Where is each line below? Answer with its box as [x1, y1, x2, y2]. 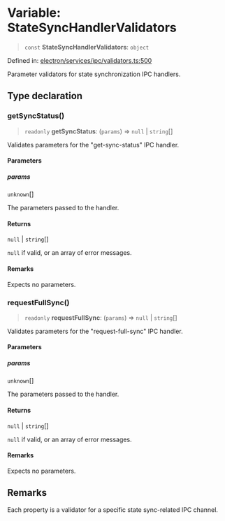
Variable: [7, 5, 61, 21]
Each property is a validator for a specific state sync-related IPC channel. [7, 505, 219, 514]
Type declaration [7, 90, 82, 102]
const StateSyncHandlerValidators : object [24, 43, 150, 51]
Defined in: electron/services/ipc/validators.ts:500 [7, 56, 152, 64]
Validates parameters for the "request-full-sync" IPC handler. [7, 327, 183, 335]
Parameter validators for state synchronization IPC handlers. [7, 70, 181, 78]
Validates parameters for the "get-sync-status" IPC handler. [7, 140, 180, 149]
